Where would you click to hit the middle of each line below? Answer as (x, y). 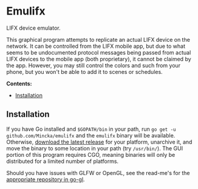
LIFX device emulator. (33, 28)
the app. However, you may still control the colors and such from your (94, 65)
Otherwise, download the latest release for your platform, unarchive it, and (99, 142)
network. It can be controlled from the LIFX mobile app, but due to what (96, 46)
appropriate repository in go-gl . (46, 179)
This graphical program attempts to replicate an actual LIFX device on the (98, 39)
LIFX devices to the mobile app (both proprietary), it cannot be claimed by (99, 59)
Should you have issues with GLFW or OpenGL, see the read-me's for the (98, 173)
